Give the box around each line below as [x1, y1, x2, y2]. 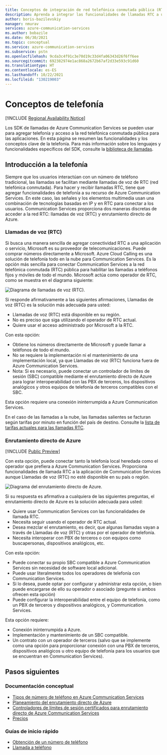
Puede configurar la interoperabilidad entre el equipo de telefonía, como [12, 597, 161, 603]
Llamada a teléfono [12, 745, 52, 751]
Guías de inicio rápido [5, 728, 59, 735]
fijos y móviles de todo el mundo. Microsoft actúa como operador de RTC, [5, 272, 157, 278]
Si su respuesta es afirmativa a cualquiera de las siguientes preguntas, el [5, 493, 155, 500]
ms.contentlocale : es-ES [5, 68, 57, 73]
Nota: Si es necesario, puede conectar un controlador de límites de [12, 368, 150, 374]
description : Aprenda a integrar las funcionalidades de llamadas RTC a [5, 12, 159, 17]
